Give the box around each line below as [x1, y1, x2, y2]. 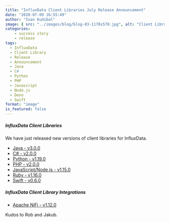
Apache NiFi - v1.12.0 [12, 202, 57, 208]
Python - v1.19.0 [12, 155, 46, 162]
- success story [14, 31, 49, 36]
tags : [5, 41, 17, 46]
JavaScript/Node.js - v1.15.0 [12, 166, 71, 173]
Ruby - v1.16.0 [12, 172, 42, 178]
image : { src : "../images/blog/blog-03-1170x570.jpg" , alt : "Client [5, 21, 153, 27]
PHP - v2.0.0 [12, 161, 39, 167]
